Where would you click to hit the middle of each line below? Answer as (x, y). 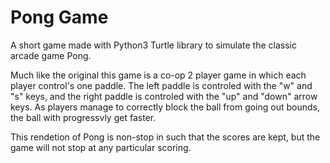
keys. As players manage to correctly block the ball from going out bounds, (165, 107)
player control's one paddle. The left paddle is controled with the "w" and (161, 85)
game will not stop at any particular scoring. (101, 147)
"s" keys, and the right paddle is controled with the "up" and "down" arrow (164, 96)
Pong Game (59, 17)
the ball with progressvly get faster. (83, 117)
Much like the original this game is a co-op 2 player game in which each (158, 75)
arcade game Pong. (51, 55)
